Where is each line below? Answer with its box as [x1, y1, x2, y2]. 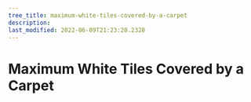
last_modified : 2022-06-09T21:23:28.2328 [8, 26, 146, 34]
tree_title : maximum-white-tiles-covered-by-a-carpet [8, 11, 188, 20]
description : [8, 19, 51, 27]
